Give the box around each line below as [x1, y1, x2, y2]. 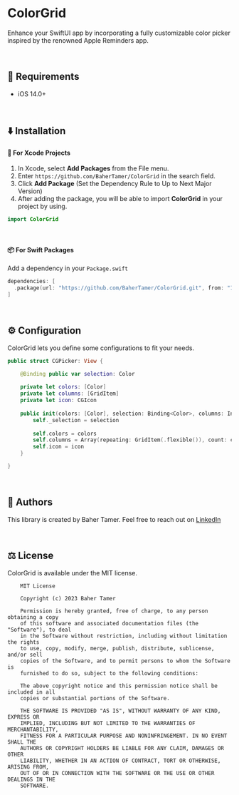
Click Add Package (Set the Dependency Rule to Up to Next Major [17, 180, 212, 188]
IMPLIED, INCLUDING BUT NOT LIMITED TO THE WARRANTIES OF [20, 719, 196, 727]
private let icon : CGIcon [20, 397, 97, 404]
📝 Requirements [7, 71, 80, 83]
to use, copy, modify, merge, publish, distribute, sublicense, [20, 645, 215, 652]
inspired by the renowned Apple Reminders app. [7, 36, 149, 44]
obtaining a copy [7, 613, 59, 621]
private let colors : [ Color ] [20, 384, 107, 391]
